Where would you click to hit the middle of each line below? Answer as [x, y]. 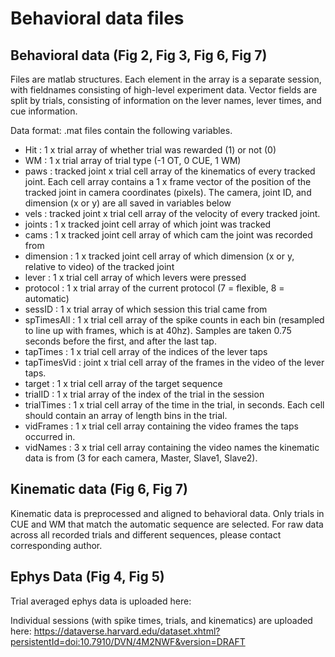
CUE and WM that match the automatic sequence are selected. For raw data [167, 524]
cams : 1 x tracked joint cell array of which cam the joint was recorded [168, 235]
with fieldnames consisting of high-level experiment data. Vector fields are [164, 90]
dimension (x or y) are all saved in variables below [128, 203]
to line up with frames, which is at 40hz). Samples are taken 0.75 [158, 330]
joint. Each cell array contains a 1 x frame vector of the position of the [168, 181]
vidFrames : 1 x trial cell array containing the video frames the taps [161, 426]
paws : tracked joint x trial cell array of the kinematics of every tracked [170, 171]
